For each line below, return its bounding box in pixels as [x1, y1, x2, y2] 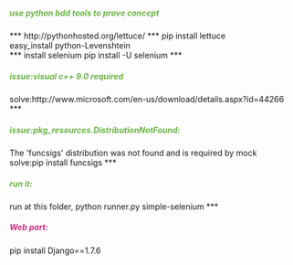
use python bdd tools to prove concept [9, 7, 160, 18]
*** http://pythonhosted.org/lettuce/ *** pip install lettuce [9, 30, 226, 41]
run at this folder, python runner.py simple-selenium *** [9, 201, 219, 212]
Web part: [9, 222, 48, 233]
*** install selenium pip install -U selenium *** [9, 49, 183, 60]
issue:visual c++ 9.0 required [9, 70, 124, 81]
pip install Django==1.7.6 [9, 245, 101, 256]
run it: [9, 178, 34, 189]
